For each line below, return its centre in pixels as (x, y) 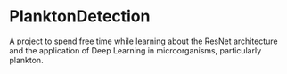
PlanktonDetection (80, 16)
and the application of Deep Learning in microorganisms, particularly (135, 50)
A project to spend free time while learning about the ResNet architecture (143, 41)
